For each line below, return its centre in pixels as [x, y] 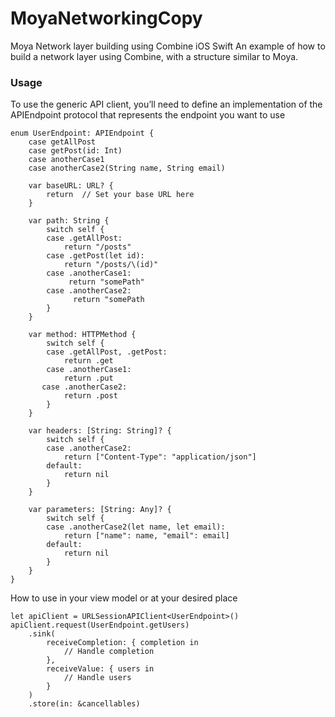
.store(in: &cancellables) [84, 704]
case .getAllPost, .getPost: [107, 352]
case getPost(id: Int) [75, 151]
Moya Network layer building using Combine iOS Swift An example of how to [168, 46]
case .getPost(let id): [95, 256]
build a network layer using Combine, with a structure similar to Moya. [154, 56]
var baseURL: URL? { [71, 186]
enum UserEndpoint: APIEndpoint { [82, 133]
